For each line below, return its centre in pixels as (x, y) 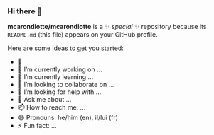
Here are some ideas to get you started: (66, 48)
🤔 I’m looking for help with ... (59, 92)
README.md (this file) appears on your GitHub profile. (82, 35)
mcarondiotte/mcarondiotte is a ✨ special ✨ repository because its (107, 27)
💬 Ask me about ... (44, 100)
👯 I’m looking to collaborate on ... (66, 85)
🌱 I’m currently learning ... (55, 77)
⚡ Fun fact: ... (37, 126)
